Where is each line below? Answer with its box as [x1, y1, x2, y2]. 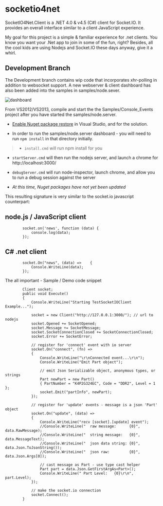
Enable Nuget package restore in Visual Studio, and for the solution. [12, 121, 148, 127]
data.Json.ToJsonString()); [5, 445, 62, 450]
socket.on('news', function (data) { [22, 226, 99, 231]
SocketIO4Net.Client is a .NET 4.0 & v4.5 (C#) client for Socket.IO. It [5, 20, 141, 25]
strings [5, 373, 21, 377]
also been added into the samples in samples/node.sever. [5, 87, 121, 93]
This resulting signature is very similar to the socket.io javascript [5, 193, 134, 199]
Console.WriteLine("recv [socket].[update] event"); [39, 419, 149, 425]
